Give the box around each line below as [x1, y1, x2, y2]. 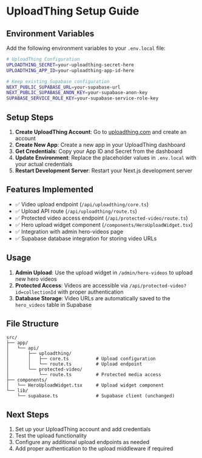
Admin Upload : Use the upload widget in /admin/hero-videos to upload [15, 269, 193, 276]
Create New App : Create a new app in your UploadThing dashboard [15, 141, 186, 148]
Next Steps [6, 409, 49, 420]
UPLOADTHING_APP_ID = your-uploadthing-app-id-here [6, 67, 135, 73]
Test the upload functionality [15, 432, 87, 439]
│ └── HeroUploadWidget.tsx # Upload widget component [6, 382, 164, 389]
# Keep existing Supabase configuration [6, 78, 110, 84]
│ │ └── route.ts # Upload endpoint [6, 361, 143, 368]
